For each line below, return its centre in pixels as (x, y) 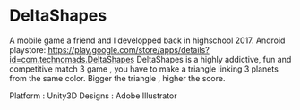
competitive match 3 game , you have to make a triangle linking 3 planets (144, 69)
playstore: (28, 49)
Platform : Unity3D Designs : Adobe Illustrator (93, 96)
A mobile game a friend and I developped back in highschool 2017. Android (147, 40)
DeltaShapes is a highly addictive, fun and (214, 59)
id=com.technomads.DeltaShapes (72, 59)
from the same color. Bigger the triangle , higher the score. (117, 78)
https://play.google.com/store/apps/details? (129, 49)
